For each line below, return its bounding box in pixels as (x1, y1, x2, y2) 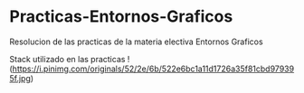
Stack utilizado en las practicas (9, 53, 126, 64)
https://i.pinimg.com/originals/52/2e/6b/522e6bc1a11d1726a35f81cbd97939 (12, 63, 295, 74)
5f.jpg (9, 72, 32, 83)
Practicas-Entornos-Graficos (9, 6, 233, 27)
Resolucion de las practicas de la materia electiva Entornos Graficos (9, 36, 264, 47)
